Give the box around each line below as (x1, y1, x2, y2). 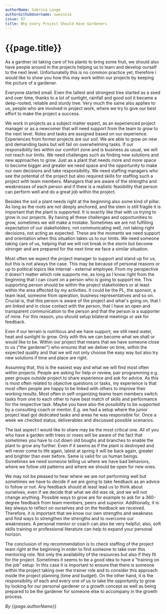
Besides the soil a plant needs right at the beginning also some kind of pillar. (5, 199, 161, 205)
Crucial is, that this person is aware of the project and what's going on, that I (5, 298, 161, 304)
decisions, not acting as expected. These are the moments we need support (5, 230, 161, 236)
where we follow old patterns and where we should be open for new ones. (5, 464, 157, 470)
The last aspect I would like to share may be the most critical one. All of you (5, 427, 159, 433)
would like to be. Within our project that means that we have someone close (5, 339, 160, 345)
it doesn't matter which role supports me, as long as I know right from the (5, 272, 155, 277)
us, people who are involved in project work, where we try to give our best (5, 105, 157, 112)
